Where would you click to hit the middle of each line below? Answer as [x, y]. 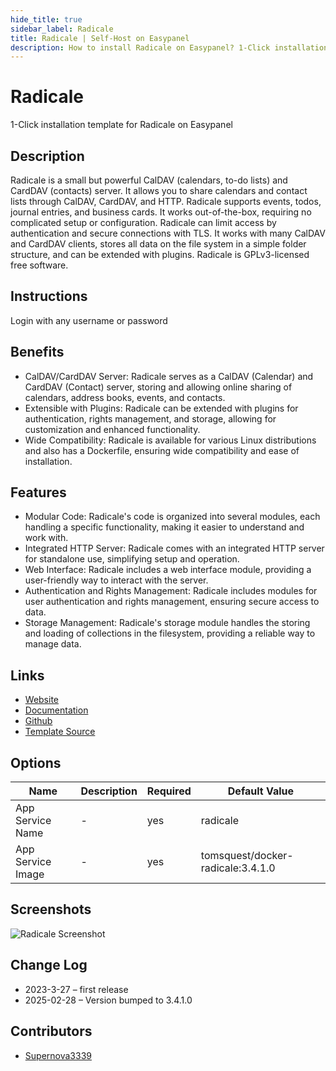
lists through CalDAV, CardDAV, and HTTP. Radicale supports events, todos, [166, 201]
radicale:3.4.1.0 [238, 868]
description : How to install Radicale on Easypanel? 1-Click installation [169, 47]
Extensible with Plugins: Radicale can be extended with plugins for [161, 408]
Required [169, 791]
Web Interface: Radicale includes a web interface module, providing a [168, 570]
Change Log [49, 965]
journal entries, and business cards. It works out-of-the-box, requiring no [161, 212]
